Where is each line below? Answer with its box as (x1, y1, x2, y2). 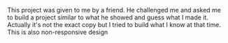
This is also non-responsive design (7, 28, 108, 36)
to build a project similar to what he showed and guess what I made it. (7, 13, 208, 21)
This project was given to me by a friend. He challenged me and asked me (7, 6, 222, 14)
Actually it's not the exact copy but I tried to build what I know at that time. (7, 21, 222, 28)
